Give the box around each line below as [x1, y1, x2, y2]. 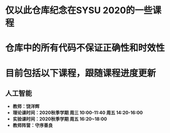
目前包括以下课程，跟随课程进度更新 [5, 67, 156, 79]
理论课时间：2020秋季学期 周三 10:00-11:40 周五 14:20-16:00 [12, 110, 143, 116]
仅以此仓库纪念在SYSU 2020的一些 [5, 5, 153, 16]
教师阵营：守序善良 [12, 122, 53, 128]
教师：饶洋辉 [12, 103, 39, 109]
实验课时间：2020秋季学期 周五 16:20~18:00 [12, 116, 107, 122]
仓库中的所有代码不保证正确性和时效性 [5, 42, 165, 54]
